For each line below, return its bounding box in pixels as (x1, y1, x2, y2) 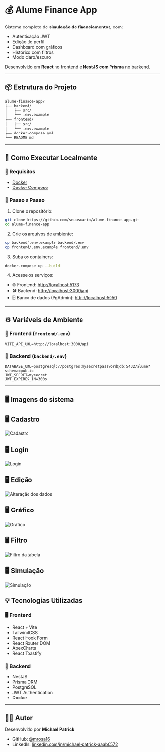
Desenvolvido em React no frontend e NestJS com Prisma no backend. (5, 64, 151, 70)
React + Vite (12, 624, 38, 630)
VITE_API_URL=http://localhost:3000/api (5, 341, 89, 347)
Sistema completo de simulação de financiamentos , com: (5, 24, 123, 30)
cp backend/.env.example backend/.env (5, 241, 84, 245)
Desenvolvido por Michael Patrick (5, 726, 75, 732)
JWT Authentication (12, 690, 53, 696)
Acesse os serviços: (12, 272, 54, 278)
